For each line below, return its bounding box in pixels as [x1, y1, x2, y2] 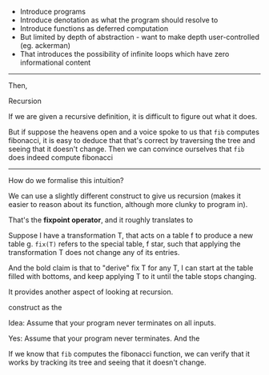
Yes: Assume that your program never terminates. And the [8, 333, 200, 343]
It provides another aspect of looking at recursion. [8, 287, 174, 297]
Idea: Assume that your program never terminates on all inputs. [8, 318, 216, 327]
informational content [19, 58, 91, 67]
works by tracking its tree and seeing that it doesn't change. [8, 357, 207, 367]
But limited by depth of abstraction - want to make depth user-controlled [19, 32, 260, 42]
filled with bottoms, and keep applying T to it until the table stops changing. [8, 272, 257, 281]
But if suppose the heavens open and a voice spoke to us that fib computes [8, 127, 260, 137]
